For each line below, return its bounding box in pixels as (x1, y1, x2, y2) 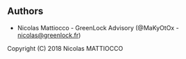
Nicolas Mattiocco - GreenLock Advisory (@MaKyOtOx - (17, 23, 179, 32)
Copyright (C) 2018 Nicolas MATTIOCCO (7, 44, 124, 52)
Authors (7, 5, 44, 17)
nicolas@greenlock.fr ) (17, 31, 81, 39)
